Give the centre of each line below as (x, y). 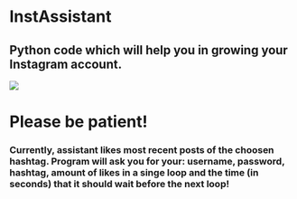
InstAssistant (60, 17)
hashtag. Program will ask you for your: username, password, (147, 162)
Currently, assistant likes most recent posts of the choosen (142, 150)
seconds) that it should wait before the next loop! (120, 185)
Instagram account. (66, 64)
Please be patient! (79, 122)
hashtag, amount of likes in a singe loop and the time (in (134, 173)
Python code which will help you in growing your (149, 50)
